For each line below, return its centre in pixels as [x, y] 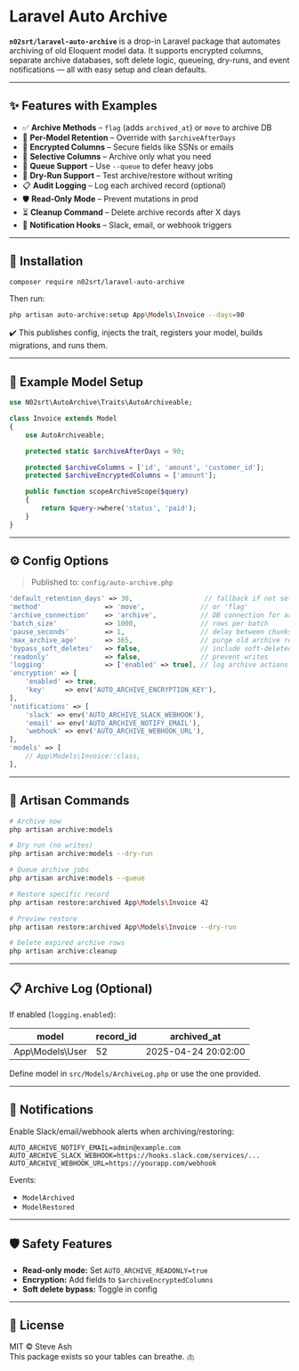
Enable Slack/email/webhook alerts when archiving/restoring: [121, 1131]
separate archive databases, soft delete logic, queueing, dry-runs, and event [149, 60]
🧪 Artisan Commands [69, 801]
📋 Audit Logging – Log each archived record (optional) [124, 185]
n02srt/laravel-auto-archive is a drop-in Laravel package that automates [145, 41]
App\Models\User [50, 1051]
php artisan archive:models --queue [77, 878]
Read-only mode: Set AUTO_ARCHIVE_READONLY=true [115, 1270]
